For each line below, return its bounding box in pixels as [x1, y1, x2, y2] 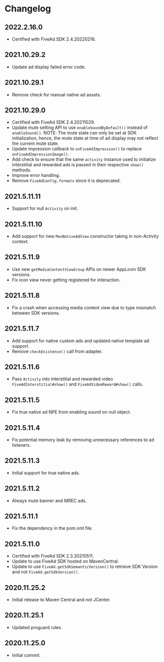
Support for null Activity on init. [11, 205, 78, 211]
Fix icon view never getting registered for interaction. [11, 277, 121, 283]
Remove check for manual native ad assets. [11, 91, 101, 97]
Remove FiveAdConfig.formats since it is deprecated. [11, 178, 121, 184]
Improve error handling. [11, 172, 61, 178]
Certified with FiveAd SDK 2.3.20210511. [11, 553, 94, 559]
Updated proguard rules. [11, 624, 63, 630]
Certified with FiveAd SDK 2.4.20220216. [11, 36, 96, 42]
